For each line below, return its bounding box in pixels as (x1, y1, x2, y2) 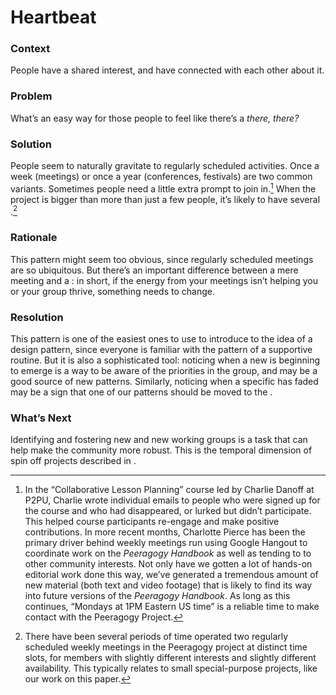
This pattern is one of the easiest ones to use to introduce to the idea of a (10, 332, 313, 345)
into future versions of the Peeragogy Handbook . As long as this (24, 590, 291, 602)
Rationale (10, 231, 58, 245)
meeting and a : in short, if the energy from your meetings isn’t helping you (10, 274, 318, 286)
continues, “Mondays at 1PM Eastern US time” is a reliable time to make (24, 601, 320, 613)
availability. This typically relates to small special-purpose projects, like (24, 662, 318, 675)
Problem (10, 89, 53, 103)
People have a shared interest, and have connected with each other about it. (10, 64, 325, 76)
